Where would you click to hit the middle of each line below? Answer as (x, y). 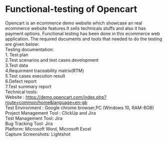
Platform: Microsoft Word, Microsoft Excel (48, 129)
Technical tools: (21, 92)
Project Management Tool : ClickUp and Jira (50, 113)
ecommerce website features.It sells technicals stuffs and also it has (75, 28)
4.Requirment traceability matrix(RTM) (44, 70)
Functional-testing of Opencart (71, 9)
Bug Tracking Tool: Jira (29, 124)
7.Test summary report (28, 86)
